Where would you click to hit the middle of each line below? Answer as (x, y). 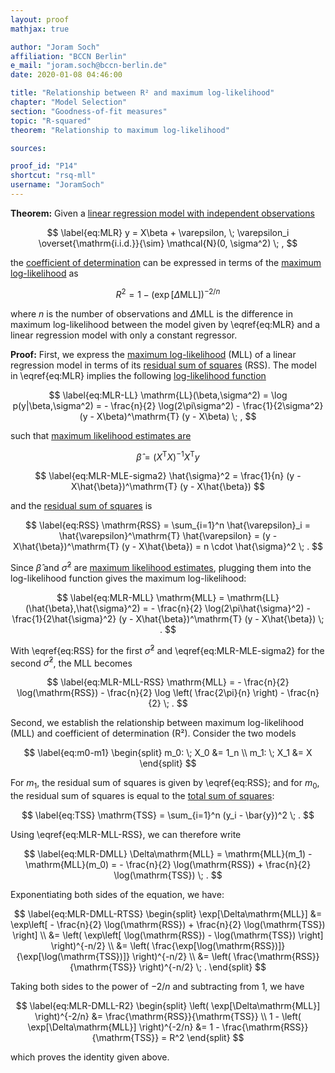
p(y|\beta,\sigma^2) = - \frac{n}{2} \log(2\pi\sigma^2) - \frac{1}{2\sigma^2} (168, 405)
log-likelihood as (44, 273)
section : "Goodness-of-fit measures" (89, 111)
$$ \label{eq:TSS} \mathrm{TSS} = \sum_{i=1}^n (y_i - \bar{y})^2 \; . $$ (168, 815)
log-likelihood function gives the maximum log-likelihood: (128, 578)
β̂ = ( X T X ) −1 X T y (168, 456)
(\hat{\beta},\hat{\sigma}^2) (82, 608)
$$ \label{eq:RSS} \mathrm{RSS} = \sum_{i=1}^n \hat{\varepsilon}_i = (168, 525)
